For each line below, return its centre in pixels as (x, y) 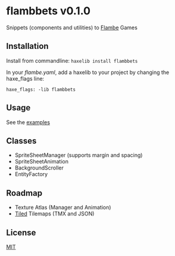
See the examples (28, 122)
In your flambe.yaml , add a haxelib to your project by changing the (88, 72)
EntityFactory (31, 174)
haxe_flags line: (25, 78)
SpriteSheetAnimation (42, 162)
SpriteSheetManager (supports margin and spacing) (79, 155)
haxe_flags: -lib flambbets (41, 90)
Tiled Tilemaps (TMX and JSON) (54, 214)
